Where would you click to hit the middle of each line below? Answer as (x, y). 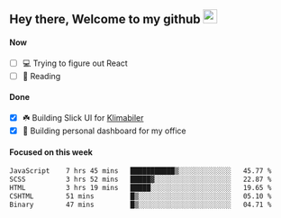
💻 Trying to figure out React (75, 63)
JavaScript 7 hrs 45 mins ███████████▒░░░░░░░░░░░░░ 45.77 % (140, 171)
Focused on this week (51, 152)
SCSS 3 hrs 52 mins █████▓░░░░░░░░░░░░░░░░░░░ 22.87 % (140, 179)
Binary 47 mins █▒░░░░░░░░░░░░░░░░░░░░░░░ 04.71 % (140, 204)
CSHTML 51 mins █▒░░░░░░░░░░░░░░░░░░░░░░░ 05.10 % (140, 196)
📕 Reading (41, 76)
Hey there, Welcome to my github (105, 19)
